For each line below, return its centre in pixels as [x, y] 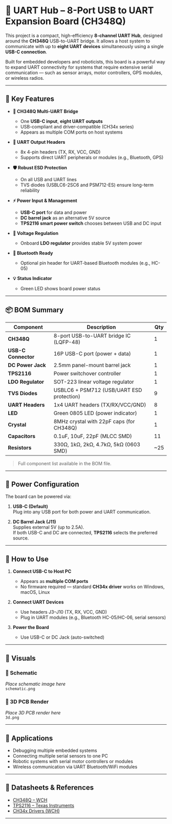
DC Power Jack [27, 365]
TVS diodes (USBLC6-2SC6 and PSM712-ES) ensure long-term [87, 185]
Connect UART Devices [38, 602]
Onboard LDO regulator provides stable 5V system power [81, 243]
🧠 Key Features [30, 99]
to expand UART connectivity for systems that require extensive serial [79, 67]
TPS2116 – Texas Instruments [43, 805]
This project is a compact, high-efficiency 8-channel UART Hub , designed [84, 35]
